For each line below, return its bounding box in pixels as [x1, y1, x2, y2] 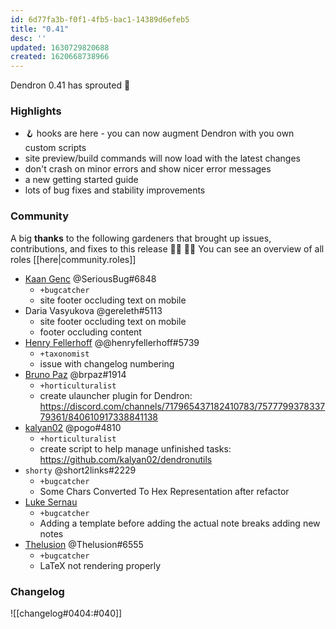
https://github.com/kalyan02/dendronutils [39, 453, 213, 465]
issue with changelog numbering [39, 357, 175, 370]
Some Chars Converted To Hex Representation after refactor [39, 485, 290, 497]
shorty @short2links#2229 [24, 464, 137, 476]
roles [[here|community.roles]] [10, 253, 137, 265]
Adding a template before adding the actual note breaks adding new [39, 517, 321, 529]
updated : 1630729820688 [10, 42, 110, 53]
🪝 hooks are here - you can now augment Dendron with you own [24, 127, 295, 140]
